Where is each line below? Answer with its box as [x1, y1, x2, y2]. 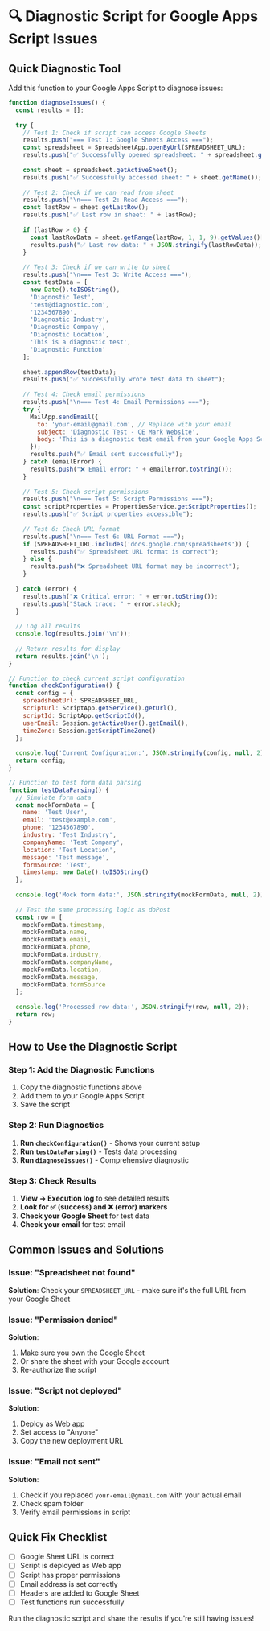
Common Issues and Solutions [8, 1243, 165, 1257]
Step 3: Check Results [8, 1175, 96, 1186]
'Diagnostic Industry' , [29, 315, 110, 323]
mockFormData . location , [22, 966, 103, 974]
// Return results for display [15, 645, 121, 653]
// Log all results [15, 622, 81, 631]
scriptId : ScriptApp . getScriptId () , [22, 711, 146, 719]
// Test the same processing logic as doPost [15, 905, 171, 914]
